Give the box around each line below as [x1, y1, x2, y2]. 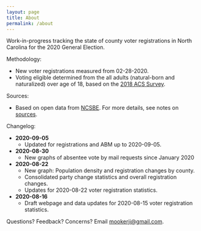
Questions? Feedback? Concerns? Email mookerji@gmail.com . [6, 218, 164, 225]
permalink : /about [6, 20, 53, 26]
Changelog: [6, 123, 36, 130]
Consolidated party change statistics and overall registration [24, 173, 177, 181]
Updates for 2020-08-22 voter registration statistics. [24, 186, 158, 194]
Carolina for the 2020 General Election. [6, 44, 105, 51]
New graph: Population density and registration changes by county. [24, 167, 195, 175]
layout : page [6, 9, 40, 15]
